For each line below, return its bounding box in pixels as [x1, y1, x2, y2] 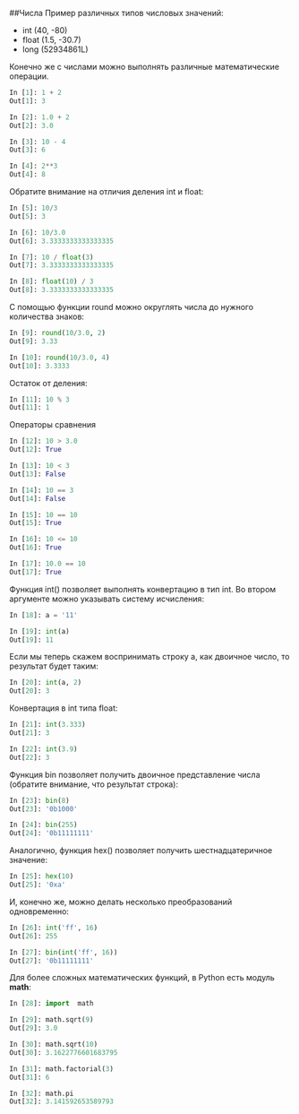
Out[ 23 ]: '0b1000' [9, 804, 78, 814]
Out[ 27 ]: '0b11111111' [9, 956, 94, 965]
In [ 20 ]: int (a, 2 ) [9, 678, 82, 687]
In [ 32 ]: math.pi [9, 1089, 74, 1098]
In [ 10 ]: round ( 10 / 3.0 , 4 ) [9, 353, 110, 362]
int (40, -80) [21, 25, 68, 35]
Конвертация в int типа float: [9, 703, 118, 713]
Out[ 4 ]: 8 [9, 170, 47, 179]
